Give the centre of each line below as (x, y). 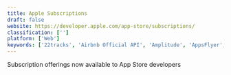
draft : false (26, 20)
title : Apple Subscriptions (47, 13)
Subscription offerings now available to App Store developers (94, 64)
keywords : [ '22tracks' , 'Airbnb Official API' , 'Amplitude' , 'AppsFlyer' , (117, 45)
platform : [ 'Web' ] (33, 39)
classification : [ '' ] (38, 32)
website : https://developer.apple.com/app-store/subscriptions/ (101, 26)
